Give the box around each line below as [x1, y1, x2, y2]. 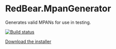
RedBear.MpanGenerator [5, 3, 111, 14]
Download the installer [5, 38, 51, 45]
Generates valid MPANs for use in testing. [5, 19, 91, 25]
